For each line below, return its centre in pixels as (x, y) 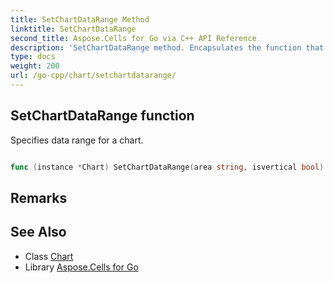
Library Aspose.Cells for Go (81, 267)
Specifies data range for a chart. (77, 140)
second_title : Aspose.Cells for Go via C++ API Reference (133, 38)
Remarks (39, 197)
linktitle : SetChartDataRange (73, 29)
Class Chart (49, 256)
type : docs (33, 57)
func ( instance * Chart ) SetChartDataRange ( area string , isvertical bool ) (167, 167)
